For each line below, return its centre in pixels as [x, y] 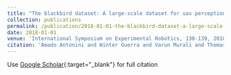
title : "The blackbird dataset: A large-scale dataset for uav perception [117, 13]
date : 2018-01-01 [32, 32]
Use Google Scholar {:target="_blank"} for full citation [82, 64]
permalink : [23, 26]
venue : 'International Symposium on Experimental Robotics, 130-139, [109, 39]
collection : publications [44, 20]
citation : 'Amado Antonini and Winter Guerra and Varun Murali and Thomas [117, 45]
